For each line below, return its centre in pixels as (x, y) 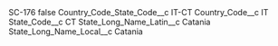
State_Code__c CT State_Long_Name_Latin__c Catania (110, 22)
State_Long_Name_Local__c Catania (76, 32)
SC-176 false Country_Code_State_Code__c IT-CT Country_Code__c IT (139, 12)
